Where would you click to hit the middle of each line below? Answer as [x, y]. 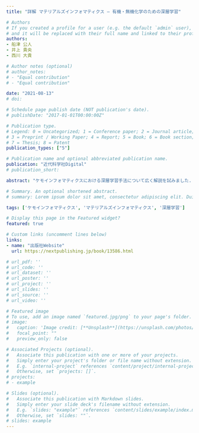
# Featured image [28, 311]
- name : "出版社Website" [36, 245]
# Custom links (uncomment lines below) [57, 235]
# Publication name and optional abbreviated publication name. [87, 159]
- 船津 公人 [19, 45]
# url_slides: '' [28, 289]
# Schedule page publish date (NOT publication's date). [78, 110]
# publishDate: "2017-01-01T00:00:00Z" [55, 115]
